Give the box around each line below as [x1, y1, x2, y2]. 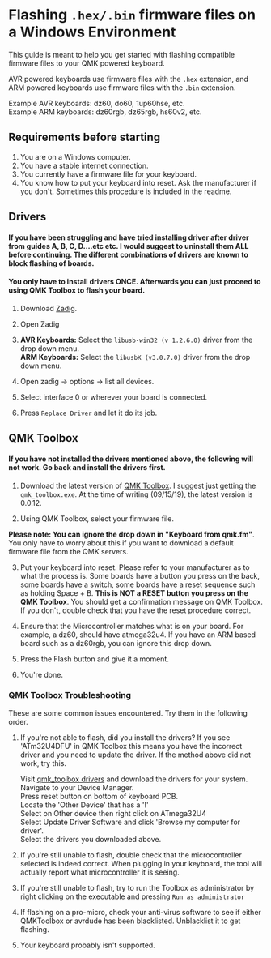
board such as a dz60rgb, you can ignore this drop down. [19, 638, 212, 648]
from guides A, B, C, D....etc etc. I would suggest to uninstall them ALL [8, 241, 249, 250]
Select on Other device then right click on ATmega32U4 [19, 808, 207, 818]
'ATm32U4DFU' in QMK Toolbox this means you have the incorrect [19, 741, 243, 751]
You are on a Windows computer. [19, 152, 131, 161]
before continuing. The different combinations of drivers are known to [8, 250, 249, 259]
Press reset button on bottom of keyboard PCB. [19, 791, 179, 801]
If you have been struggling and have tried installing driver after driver [8, 233, 249, 242]
